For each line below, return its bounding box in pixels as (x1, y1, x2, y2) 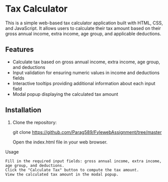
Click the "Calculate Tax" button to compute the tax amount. (5, 167, 139, 172)
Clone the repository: (12, 119, 57, 125)
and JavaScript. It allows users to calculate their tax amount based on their (5, 25, 161, 31)
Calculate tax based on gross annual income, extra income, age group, (12, 59, 160, 65)
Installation (5, 106, 41, 115)
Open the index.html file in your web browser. (12, 139, 108, 145)
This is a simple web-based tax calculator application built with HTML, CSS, (5, 20, 163, 26)
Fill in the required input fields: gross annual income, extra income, (5, 158, 162, 164)
